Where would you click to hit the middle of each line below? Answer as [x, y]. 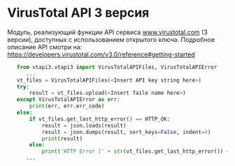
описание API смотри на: [45, 47]
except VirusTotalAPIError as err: [68, 100]
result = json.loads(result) [84, 126]
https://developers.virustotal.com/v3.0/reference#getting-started [101, 54]
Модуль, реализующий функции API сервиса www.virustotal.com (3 [107, 32]
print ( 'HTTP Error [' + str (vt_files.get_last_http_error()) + [136, 151]
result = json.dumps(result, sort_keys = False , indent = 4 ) [126, 132]
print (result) [62, 138]
